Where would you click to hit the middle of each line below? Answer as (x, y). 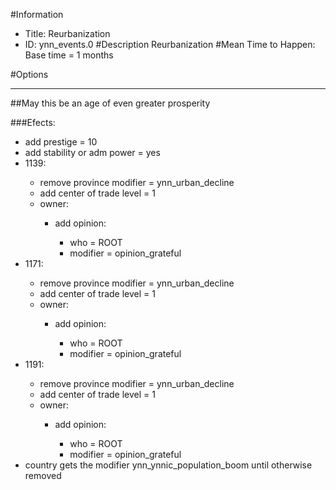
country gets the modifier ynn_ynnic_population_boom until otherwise (168, 465)
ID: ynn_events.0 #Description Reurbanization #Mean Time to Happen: (170, 44)
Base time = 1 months (69, 55)
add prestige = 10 (61, 142)
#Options (29, 74)
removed (43, 475)
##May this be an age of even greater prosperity (110, 103)
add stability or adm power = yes (92, 152)
